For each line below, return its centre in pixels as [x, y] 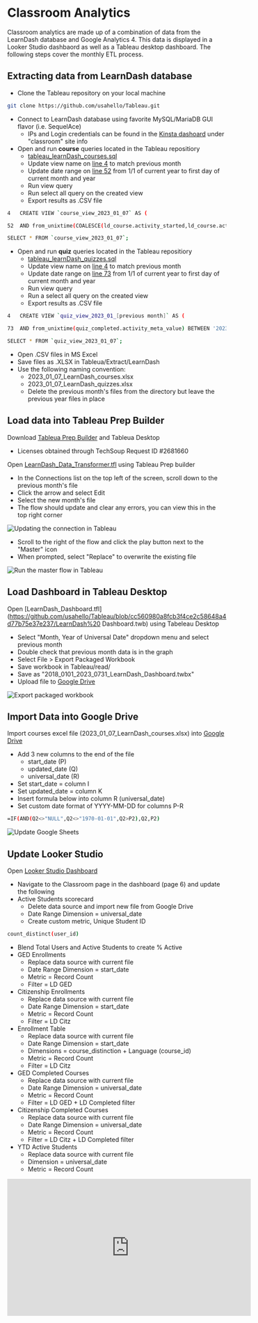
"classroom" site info [58, 141]
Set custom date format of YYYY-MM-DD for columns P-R [100, 806]
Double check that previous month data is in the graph [95, 651]
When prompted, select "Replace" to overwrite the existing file [107, 556]
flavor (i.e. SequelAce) [49, 126]
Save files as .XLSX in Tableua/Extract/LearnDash [88, 362]
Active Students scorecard [55, 899]
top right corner [40, 515]
